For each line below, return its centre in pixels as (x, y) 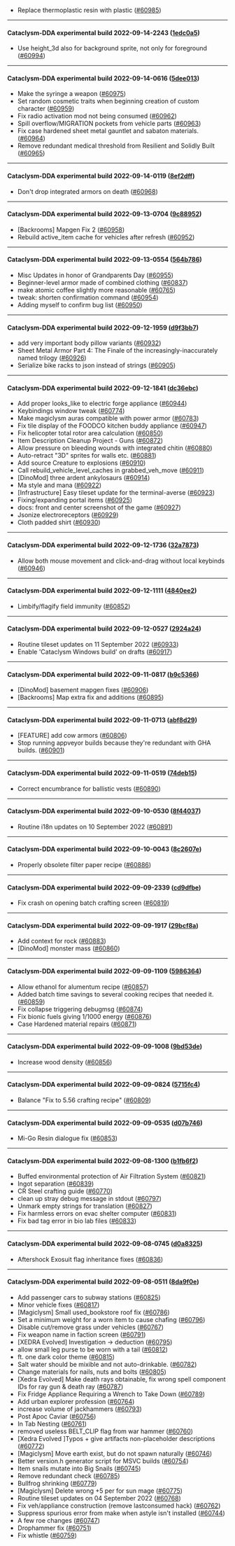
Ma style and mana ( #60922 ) (59, 485)
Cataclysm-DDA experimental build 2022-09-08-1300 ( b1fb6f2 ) (103, 1160)
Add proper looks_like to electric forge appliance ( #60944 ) (102, 403)
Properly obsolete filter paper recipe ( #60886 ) (84, 865)
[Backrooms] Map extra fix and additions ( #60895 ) (91, 697)
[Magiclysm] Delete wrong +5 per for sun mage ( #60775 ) (100, 1491)
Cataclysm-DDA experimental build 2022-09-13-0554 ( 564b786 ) (105, 260)
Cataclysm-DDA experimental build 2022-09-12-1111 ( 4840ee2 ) (102, 591)
